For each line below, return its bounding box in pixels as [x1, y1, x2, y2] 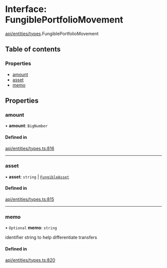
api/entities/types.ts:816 [5, 145, 55, 151]
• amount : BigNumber [5, 123, 48, 129]
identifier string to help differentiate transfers [5, 235, 97, 241]
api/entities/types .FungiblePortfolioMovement [5, 30, 99, 36]
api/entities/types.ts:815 [5, 196, 55, 203]
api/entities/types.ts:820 [5, 257, 56, 263]
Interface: [5, 3, 47, 15]
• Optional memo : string [5, 225, 57, 231]
